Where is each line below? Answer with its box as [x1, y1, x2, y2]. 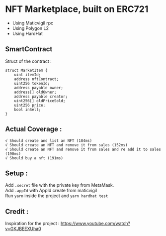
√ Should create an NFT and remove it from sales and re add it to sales [5, 147, 162, 152]
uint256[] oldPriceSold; [14, 98, 66, 103]
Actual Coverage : [5, 125, 62, 133]
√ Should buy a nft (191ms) [5, 155, 64, 160]
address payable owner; [14, 85, 64, 90]
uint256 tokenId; [14, 81, 50, 86]
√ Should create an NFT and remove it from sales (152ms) [5, 142, 128, 147]
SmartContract [5, 45, 53, 53]
